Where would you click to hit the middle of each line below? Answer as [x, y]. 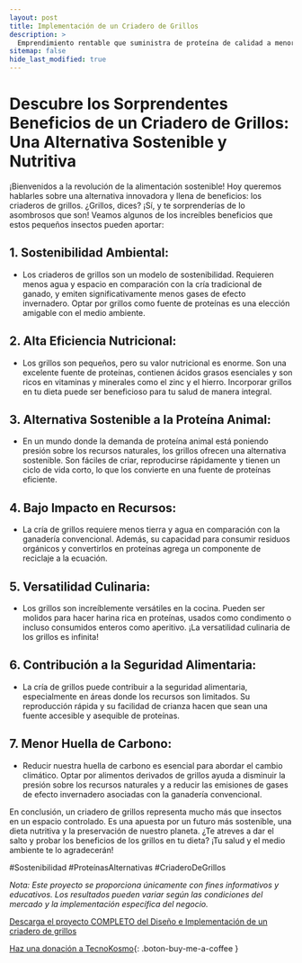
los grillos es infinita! [60, 637]
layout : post [34, 18]
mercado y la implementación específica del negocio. [109, 904]
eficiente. [40, 480]
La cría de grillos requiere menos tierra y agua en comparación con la [151, 530]
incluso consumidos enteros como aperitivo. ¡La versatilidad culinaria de [156, 627]
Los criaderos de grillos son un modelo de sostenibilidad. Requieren [148, 274]
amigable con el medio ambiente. [84, 312]
